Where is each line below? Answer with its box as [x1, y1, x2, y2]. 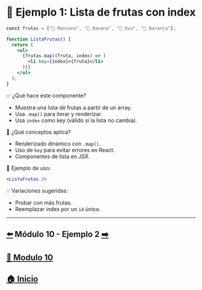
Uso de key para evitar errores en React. [14, 146, 115, 153]
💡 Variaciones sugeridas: [6, 187, 68, 194]
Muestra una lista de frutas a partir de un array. [14, 103, 132, 111]
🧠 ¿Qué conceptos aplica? [6, 128, 71, 135]
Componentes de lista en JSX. [14, 153, 90, 160]
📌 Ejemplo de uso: [6, 164, 51, 171]
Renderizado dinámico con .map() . [14, 140, 101, 147]
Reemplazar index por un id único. [14, 205, 101, 212]
